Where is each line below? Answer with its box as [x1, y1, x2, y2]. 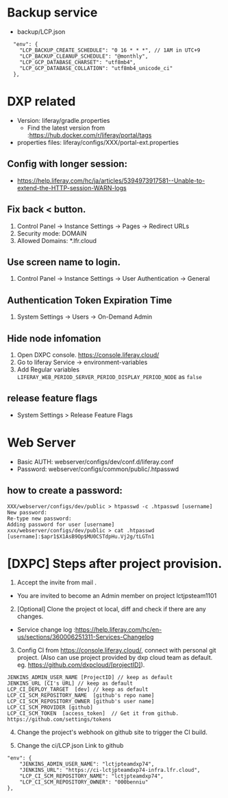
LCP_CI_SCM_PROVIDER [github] [7, 704, 94, 711]
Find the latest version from [27, 124, 105, 132]
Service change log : [16, 626, 76, 634]
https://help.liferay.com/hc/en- [75, 626, 162, 634]
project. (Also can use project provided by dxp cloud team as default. [16, 654, 213, 662]
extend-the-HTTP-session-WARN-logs [16, 183, 127, 192]
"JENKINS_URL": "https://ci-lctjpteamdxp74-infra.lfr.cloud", [19, 767, 201, 774]
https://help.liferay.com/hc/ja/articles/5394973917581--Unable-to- [16, 176, 205, 185]
